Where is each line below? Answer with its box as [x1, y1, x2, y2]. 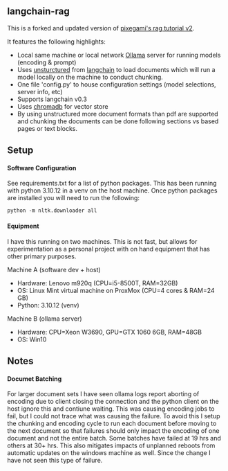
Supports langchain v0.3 [17, 95, 88, 103]
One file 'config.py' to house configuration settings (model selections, [17, 80, 216, 89]
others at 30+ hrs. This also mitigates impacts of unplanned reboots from [7, 441, 216, 450]
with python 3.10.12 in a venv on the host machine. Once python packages [7, 186, 218, 195]
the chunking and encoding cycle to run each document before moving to [7, 419, 217, 428]
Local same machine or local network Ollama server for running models [17, 51, 221, 59]
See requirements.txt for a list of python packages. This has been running [7, 179, 217, 188]
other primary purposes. [7, 252, 77, 260]
